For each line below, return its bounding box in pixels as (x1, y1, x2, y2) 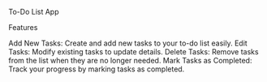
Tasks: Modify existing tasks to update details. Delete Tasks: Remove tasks (8, 47, 259, 56)
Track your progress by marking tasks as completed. (8, 64, 185, 74)
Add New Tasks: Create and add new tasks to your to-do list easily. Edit (8, 38, 248, 48)
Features (8, 23, 38, 32)
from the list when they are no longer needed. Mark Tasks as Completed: (8, 56, 252, 65)
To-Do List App (8, 7, 59, 16)
